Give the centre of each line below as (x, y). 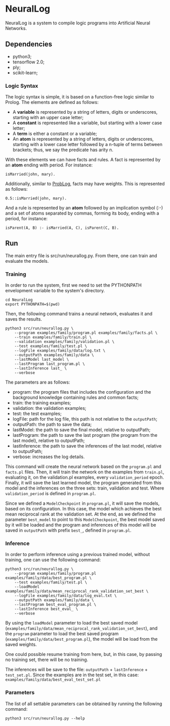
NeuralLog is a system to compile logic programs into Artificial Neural (78, 23)
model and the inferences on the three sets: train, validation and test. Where (85, 488)
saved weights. (21, 644)
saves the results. (24, 319)
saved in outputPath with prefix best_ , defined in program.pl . (69, 530)
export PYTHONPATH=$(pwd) (32, 304)
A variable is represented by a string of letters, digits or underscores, (85, 112)
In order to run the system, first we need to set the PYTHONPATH (74, 285)
